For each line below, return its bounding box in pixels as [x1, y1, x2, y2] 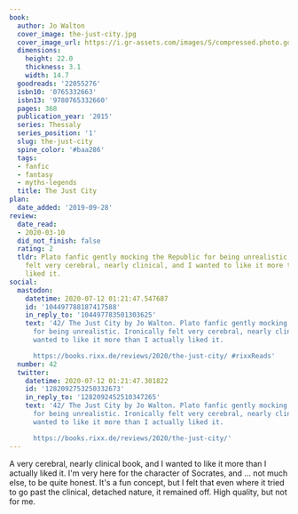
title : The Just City [17, 187, 98, 196]
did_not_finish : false [17, 237, 101, 245]
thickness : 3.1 [25, 63, 82, 72]
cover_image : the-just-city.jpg [17, 29, 137, 38]
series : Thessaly [17, 121, 82, 130]
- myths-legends [17, 179, 77, 188]
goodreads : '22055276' [17, 79, 101, 88]
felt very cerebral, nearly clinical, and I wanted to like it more [25, 261, 284, 270]
